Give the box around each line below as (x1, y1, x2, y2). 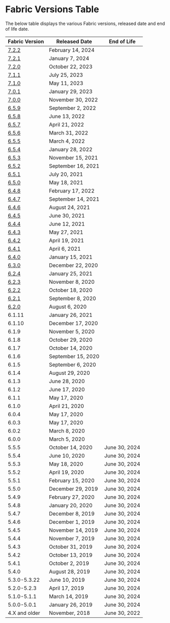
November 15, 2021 (49, 154, 98, 161)
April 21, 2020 (49, 402, 84, 410)
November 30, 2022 (49, 96, 98, 103)
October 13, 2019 (49, 551, 93, 558)
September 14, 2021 (49, 195, 100, 202)
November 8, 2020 (49, 278, 95, 285)
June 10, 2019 (49, 576, 85, 583)
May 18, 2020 (49, 460, 83, 467)
